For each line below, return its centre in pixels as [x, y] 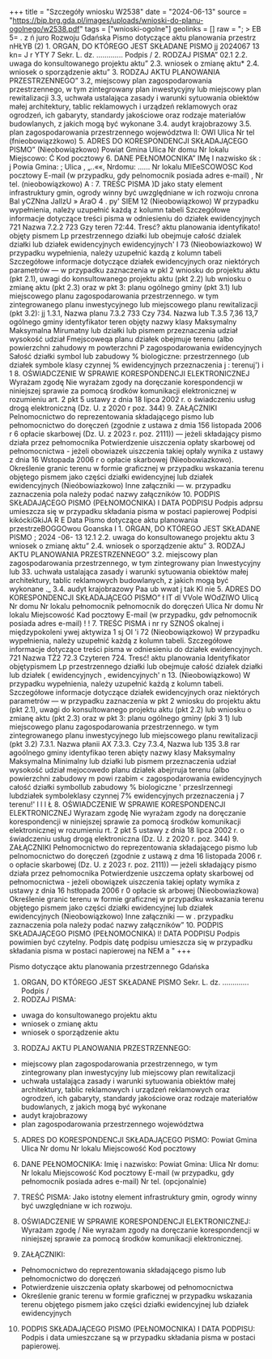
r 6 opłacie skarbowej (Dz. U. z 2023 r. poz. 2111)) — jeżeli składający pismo [136, 434]
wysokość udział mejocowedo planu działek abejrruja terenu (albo [119, 770]
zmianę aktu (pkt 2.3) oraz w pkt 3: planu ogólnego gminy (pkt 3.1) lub [126, 287]
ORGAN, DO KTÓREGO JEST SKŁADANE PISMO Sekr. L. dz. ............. [135, 982]
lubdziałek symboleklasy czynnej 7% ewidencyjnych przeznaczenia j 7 [127, 795]
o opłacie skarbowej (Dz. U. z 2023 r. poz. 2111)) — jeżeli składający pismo [133, 864]
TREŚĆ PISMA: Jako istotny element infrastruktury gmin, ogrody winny [139, 1197]
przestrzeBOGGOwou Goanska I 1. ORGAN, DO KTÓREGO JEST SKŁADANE [135, 529]
